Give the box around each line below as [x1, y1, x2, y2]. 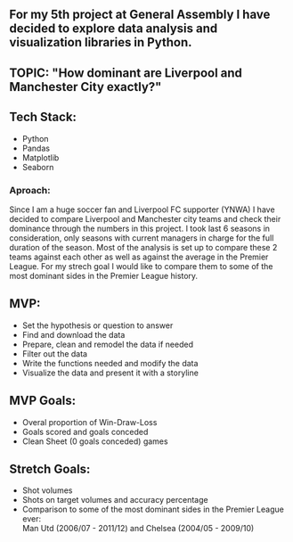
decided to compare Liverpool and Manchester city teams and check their [9, 213, 281, 224]
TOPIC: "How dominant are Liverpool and [9, 65, 243, 80]
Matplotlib [21, 152, 60, 163]
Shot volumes [21, 485, 73, 496]
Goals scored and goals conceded [21, 426, 149, 437]
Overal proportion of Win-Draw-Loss [21, 416, 158, 427]
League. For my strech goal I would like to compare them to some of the [9, 260, 273, 271]
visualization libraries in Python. [9, 35, 193, 50]
